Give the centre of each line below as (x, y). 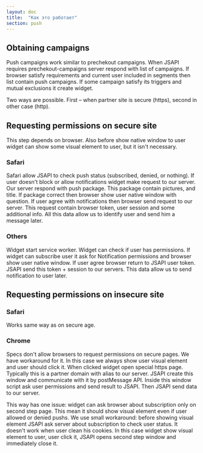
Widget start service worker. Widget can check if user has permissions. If (98, 250)
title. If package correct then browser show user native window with (91, 195)
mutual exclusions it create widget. (50, 88)
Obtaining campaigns (48, 48)
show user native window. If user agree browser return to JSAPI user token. (101, 262)
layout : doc (21, 12)
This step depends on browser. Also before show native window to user (96, 140)
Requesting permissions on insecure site (85, 294)
